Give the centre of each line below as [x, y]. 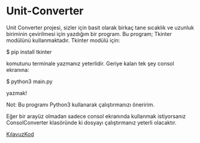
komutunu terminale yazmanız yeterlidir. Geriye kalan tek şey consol [90, 63]
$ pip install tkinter [29, 51]
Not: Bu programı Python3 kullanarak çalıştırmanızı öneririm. [80, 104]
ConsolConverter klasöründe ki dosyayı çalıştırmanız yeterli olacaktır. [91, 122]
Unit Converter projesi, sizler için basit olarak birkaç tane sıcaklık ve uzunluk [100, 28]
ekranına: [18, 69]
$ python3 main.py [29, 81]
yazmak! [17, 93]
